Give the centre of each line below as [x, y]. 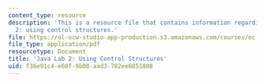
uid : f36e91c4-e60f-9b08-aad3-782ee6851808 [81, 66]
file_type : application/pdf [54, 45]
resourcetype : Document [47, 52]
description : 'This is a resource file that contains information [119, 23]
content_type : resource [47, 15]
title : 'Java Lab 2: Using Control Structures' [88, 59]
